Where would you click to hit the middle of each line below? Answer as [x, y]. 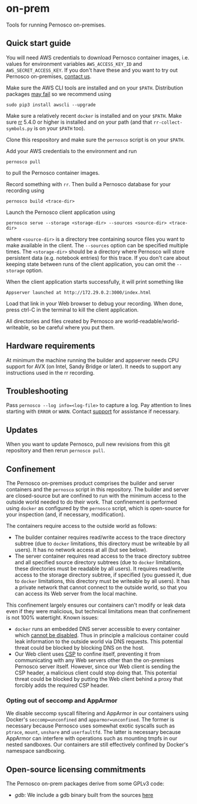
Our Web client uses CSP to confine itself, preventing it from [87, 654]
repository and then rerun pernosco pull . [56, 451]
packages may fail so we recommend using [59, 94]
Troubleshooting [37, 391]
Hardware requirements [51, 346]
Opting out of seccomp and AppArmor [62, 700]
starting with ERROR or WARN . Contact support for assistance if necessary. [93, 412]
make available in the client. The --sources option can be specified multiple [97, 245]
